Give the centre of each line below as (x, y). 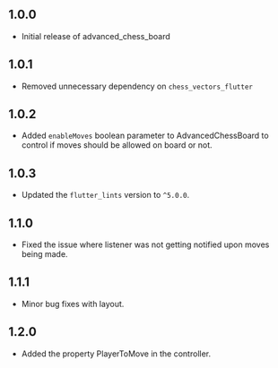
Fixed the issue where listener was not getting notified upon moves (145, 244)
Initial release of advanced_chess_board (96, 36)
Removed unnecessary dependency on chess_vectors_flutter (137, 86)
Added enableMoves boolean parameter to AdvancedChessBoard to (145, 136)
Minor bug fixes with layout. (73, 304)
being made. (44, 254)
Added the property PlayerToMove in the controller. (116, 354)
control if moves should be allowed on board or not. (117, 145)
